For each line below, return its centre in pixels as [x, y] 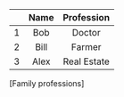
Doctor [86, 32]
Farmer [86, 47]
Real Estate [86, 61]
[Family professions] [47, 83]
